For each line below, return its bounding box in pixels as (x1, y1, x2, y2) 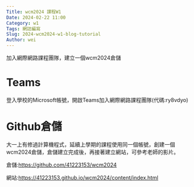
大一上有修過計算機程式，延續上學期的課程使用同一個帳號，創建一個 (6, 141, 175, 148)
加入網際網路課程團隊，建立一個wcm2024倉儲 (6, 54, 122, 61)
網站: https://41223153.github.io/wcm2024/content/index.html (6, 174, 158, 181)
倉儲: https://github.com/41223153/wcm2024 (6, 161, 117, 168)
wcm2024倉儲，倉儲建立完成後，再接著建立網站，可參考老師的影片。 (6, 148, 180, 156)
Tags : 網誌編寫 (6, 25, 41, 32)
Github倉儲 (6, 120, 62, 133)
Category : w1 (6, 20, 39, 26)
